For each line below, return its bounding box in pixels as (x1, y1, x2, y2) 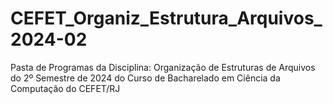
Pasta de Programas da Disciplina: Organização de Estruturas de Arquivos (10, 61, 316, 73)
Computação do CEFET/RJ (10, 82, 121, 94)
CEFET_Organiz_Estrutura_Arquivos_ (10, 7, 323, 30)
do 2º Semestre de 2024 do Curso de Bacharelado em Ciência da (10, 72, 281, 84)
